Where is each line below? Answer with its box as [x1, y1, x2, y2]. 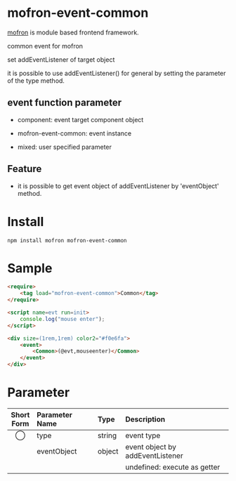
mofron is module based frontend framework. [7, 28, 139, 37]
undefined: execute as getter [125, 462, 221, 472]
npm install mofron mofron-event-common [7, 237, 128, 244]
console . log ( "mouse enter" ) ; [20, 315, 105, 322]
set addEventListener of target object [7, 55, 115, 64]
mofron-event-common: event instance [17, 129, 132, 138]
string [97, 430, 117, 440]
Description [125, 414, 166, 424]
